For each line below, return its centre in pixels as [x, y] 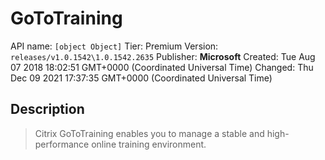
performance [62, 144]
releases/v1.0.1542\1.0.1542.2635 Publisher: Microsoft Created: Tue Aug [163, 56]
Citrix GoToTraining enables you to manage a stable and [149, 133]
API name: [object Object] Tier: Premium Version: [114, 46]
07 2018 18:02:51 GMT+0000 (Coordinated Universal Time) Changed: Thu [162, 67]
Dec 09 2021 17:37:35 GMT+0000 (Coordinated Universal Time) [141, 78]
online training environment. [149, 144]
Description [47, 109]
